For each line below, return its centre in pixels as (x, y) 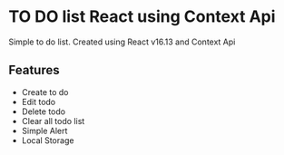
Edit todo (39, 102)
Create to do (45, 92)
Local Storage (48, 140)
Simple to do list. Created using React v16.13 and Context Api (122, 42)
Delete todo (43, 111)
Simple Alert (44, 131)
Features (34, 70)
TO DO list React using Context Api (142, 17)
